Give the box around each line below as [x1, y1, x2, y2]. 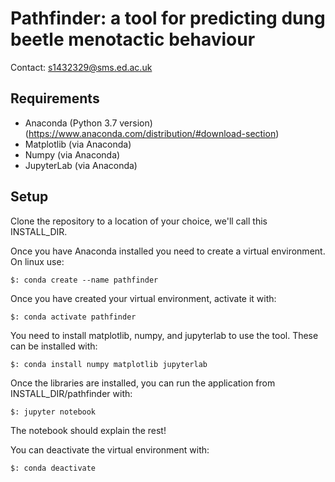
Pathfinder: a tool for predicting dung [10, 7, 326, 30]
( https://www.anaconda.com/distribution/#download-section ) [24, 127, 280, 139]
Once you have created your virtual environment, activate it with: [10, 292, 277, 304]
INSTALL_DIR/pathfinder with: [10, 387, 133, 399]
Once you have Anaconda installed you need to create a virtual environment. [10, 245, 326, 257]
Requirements [10, 90, 100, 107]
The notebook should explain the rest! [10, 424, 167, 436]
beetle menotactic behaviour [10, 28, 256, 51]
